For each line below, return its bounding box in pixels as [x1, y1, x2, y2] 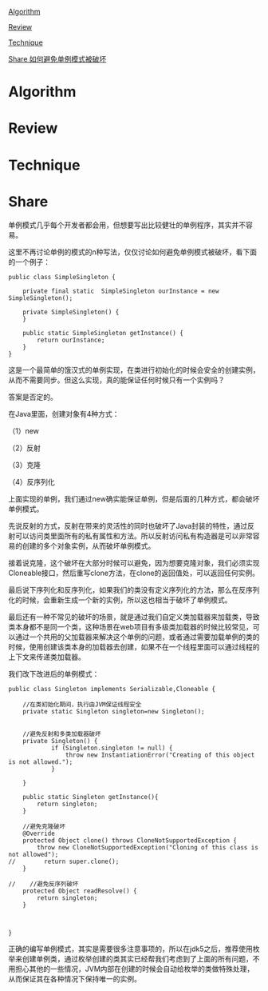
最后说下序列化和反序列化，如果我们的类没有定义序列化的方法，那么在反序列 [8, 585, 260, 594]
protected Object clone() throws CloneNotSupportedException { [22, 836, 238, 845]
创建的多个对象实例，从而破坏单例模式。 [22, 541, 156, 550]
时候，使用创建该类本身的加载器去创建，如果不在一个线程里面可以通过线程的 [8, 641, 260, 651]
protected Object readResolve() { [22, 887, 137, 895]
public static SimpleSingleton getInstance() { [22, 329, 183, 337]
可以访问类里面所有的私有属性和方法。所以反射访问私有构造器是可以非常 [14, 531, 253, 541]
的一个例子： [8, 257, 50, 266]
